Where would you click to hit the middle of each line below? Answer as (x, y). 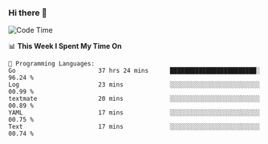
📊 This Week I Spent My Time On (65, 46)
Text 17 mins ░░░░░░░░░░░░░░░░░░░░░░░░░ (134, 127)
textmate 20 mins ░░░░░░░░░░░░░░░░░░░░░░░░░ (134, 99)
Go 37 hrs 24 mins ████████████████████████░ (134, 71)
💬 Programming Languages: (51, 64)
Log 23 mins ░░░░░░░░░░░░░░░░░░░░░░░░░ (134, 85)
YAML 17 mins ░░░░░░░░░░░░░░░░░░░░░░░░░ (134, 113)
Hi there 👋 (28, 13)
